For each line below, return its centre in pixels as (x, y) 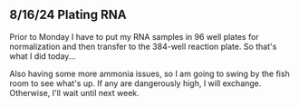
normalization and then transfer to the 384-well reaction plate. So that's (143, 46)
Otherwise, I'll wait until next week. (75, 92)
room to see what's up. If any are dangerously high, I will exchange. (135, 83)
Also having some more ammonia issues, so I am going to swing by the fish (149, 73)
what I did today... (43, 56)
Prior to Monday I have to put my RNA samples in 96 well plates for (135, 36)
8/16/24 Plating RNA (68, 15)
